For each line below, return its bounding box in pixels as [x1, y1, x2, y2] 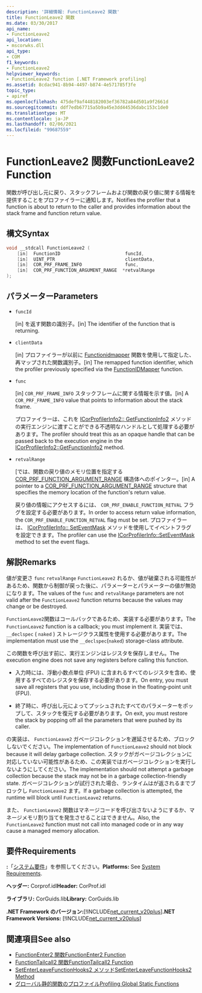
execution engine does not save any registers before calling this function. [6, 656, 189, 664]
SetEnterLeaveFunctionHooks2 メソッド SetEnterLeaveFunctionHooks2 [14, 966, 192, 974]
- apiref [6, 93, 28, 99]
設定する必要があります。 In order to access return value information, [25, 508, 197, 516]
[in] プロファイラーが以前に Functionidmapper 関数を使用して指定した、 [14, 351, 195, 358]
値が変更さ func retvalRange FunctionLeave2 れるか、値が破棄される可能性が [6, 574, 197, 581]
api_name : [6, 25, 31, 32]
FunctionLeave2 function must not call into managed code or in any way [6, 820, 184, 828]
